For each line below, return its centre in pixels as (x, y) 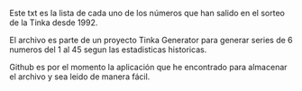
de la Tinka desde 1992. (54, 23)
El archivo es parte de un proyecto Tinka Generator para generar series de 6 (151, 40)
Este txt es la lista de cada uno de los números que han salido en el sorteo (147, 13)
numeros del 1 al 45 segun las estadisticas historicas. (108, 50)
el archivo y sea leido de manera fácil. (80, 77)
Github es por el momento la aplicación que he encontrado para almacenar (148, 67)
